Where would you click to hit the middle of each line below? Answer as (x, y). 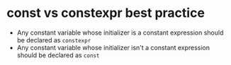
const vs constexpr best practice (106, 13)
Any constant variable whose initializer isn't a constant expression (113, 47)
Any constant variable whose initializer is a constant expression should (120, 32)
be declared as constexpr (54, 40)
